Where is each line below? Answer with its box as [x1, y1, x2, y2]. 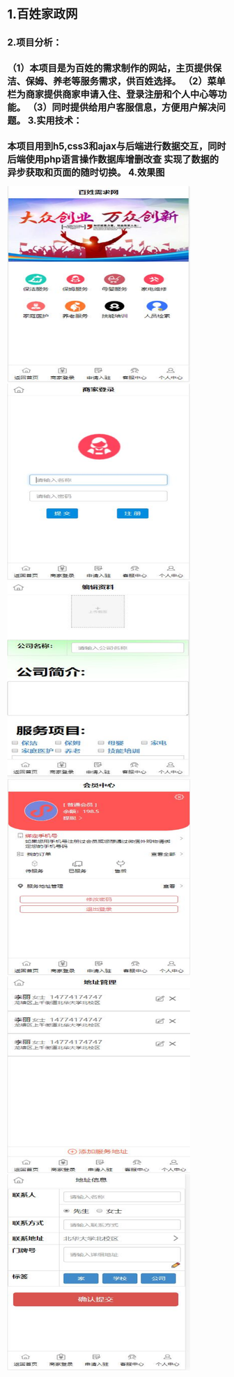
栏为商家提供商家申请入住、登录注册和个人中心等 [7, 88, 218, 100]
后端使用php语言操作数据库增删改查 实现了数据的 [7, 154, 219, 165]
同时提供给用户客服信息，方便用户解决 [52, 101, 217, 113]
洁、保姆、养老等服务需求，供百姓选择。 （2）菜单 [7, 75, 226, 87]
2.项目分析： [7, 36, 63, 48]
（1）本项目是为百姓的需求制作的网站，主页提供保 [7, 62, 222, 74]
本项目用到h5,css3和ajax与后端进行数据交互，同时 [7, 140, 226, 152]
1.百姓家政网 [7, 6, 78, 22]
